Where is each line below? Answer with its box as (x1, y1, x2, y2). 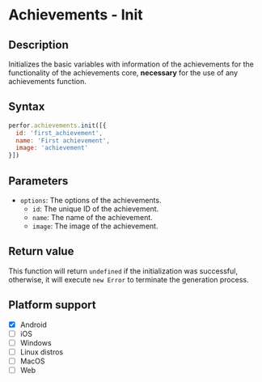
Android (19, 320, 47, 329)
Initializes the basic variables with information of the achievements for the (8, 59, 255, 69)
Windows (19, 337, 52, 347)
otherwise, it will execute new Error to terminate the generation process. (8, 274, 249, 284)
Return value (8, 244, 74, 258)
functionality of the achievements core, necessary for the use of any (8, 68, 239, 78)
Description (8, 38, 69, 52)
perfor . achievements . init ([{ (8, 121, 107, 129)
